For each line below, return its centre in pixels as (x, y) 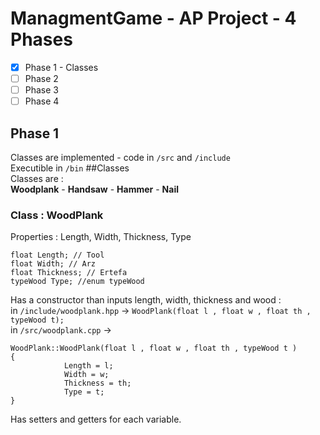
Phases (41, 39)
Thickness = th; (97, 383)
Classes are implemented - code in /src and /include (120, 157)
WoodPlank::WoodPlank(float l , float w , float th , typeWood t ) (154, 348)
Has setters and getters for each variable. (96, 419)
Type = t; (84, 392)
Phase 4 (42, 101)
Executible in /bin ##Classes (70, 168)
